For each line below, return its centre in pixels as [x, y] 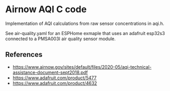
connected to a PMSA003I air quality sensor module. [60, 39]
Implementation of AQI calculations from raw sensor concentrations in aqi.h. [85, 23]
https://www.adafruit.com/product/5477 [55, 78]
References [24, 55]
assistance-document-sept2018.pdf [50, 72]
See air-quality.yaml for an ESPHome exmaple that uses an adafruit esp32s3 [85, 33]
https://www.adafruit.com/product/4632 [55, 83]
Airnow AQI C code [46, 9]
